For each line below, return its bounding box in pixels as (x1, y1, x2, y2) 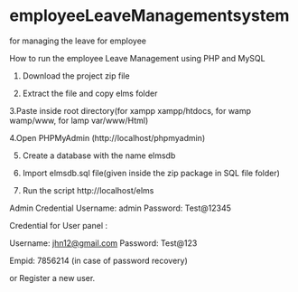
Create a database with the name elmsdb (22, 150, 176, 161)
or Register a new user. (9, 272, 96, 283)
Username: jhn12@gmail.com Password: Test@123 (9, 237, 198, 249)
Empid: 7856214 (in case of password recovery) (9, 255, 188, 266)
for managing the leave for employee (9, 35, 147, 46)
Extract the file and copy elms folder (22, 88, 158, 99)
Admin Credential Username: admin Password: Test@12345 (9, 203, 232, 213)
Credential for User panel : (9, 220, 108, 231)
